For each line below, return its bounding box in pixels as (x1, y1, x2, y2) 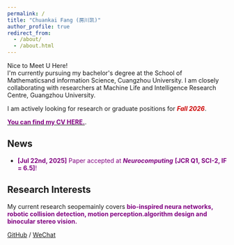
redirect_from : (7, 29, 52, 37)
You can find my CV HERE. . (7, 118, 87, 126)
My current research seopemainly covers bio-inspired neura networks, (7, 202, 214, 210)
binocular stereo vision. (7, 217, 78, 226)
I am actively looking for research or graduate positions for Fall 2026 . (7, 105, 207, 112)
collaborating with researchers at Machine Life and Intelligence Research (7, 84, 217, 92)
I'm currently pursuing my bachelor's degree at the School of (7, 69, 182, 77)
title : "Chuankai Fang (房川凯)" (7, 17, 101, 24)
